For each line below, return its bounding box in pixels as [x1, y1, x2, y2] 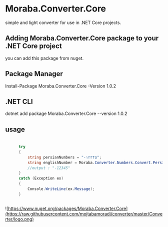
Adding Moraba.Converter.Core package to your [5, 34, 159, 42]
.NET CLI [5, 97, 33, 105]
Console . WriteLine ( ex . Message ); [27, 186, 95, 191]
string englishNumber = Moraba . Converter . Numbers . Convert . [27, 160, 153, 165]
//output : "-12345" [27, 165, 70, 170]
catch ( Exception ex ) [18, 176, 64, 181]
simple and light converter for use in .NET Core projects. [5, 19, 121, 25]
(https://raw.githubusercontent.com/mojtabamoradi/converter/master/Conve [5, 211, 163, 217]
